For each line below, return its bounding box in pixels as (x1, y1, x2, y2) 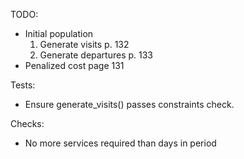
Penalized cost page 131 (24, 60, 125, 71)
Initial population (24, 28, 94, 39)
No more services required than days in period (24, 137, 217, 149)
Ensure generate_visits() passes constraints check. (24, 99, 235, 110)
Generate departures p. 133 (39, 49, 154, 61)
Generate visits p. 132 (39, 39, 130, 50)
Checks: (10, 118, 45, 129)
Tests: (10, 79, 36, 91)
